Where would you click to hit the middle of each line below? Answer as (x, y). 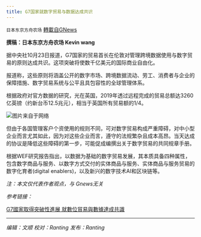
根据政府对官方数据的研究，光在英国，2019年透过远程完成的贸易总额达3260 (100, 95)
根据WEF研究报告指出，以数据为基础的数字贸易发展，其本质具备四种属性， (98, 156)
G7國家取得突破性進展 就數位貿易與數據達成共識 (66, 209)
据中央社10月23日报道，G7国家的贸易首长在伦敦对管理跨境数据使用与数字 (97, 55)
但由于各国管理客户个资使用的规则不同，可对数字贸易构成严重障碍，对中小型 (100, 128)
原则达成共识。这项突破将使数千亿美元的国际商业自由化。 (87, 62)
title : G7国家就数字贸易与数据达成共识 (49, 12)
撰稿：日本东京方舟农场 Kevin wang (51, 42)
